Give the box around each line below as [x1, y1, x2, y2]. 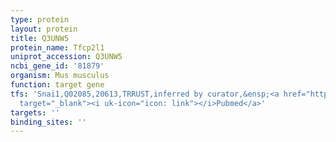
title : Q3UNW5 [10, 33, 70, 43]
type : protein [10, 14, 70, 25]
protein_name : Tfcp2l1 [10, 42, 105, 53]
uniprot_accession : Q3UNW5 [10, 52, 123, 62]
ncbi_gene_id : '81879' [10, 61, 105, 71]
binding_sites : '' [10, 117, 87, 127]
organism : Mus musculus [10, 71, 110, 81]
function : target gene [10, 80, 105, 90]
